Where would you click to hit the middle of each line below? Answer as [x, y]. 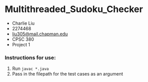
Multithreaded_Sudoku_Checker [74, 9]
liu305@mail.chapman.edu [40, 34]
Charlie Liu [23, 23]
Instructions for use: [30, 57]
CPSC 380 [23, 39]
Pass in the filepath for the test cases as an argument [67, 74]
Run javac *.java [30, 68]
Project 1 [21, 44]
